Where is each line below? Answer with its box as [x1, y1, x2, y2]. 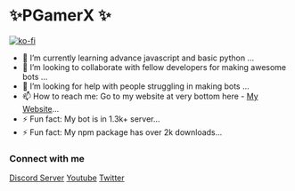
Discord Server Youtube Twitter [9, 172, 125, 183]
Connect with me [9, 152, 85, 164]
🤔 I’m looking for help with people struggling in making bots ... [21, 81, 250, 92]
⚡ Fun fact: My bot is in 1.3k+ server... [21, 113, 160, 124]
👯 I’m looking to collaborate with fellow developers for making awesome [21, 61, 287, 72]
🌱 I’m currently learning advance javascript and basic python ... [21, 52, 255, 63]
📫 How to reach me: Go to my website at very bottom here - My [21, 91, 258, 101]
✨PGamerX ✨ [9, 5, 111, 26]
